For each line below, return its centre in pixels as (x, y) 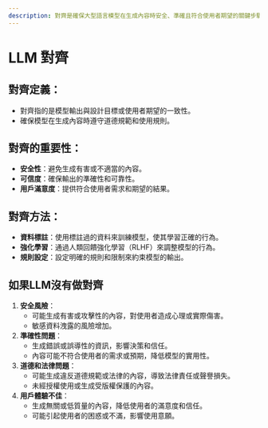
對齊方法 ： (35, 216)
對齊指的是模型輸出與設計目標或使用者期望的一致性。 (107, 110)
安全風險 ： (37, 306)
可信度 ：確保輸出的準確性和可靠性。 (79, 179)
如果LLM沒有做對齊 (56, 285)
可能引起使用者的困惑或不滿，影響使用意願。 (105, 416)
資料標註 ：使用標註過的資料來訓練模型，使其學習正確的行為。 (121, 238)
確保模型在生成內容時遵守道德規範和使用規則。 (97, 120)
